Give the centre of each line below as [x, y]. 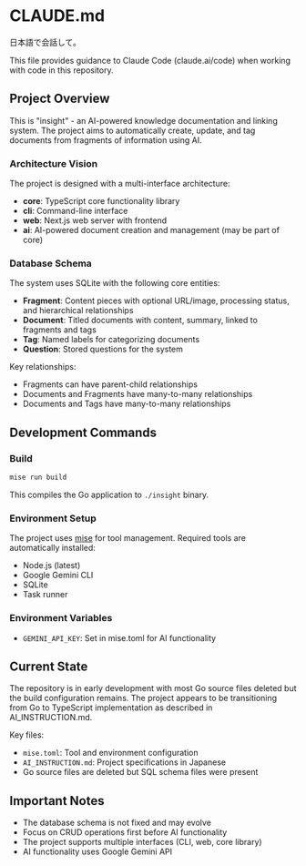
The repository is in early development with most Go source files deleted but [153, 688]
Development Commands [83, 432]
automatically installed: [52, 548]
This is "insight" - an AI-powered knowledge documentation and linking [143, 120]
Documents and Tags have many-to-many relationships [127, 404]
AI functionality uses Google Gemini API [97, 851]
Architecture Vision [54, 163]
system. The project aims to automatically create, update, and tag [133, 130]
